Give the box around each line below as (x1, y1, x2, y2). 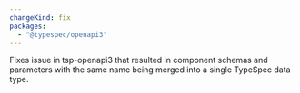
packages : (9, 22, 47, 31)
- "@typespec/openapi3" (17, 30, 107, 39)
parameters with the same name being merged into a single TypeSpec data (9, 64, 291, 75)
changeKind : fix (9, 13, 71, 23)
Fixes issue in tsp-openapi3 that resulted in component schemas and (9, 55, 268, 66)
